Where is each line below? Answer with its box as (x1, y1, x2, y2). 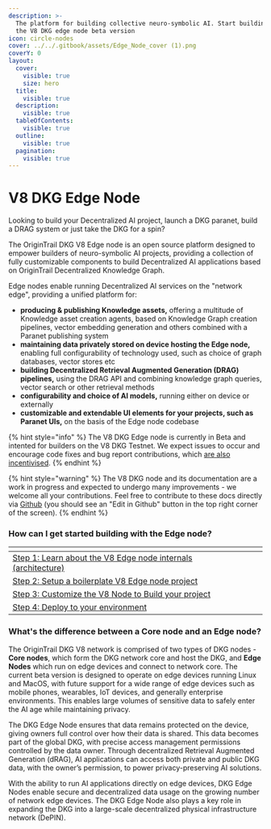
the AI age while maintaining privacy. (8, 704, 131, 714)
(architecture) (12, 562, 65, 573)
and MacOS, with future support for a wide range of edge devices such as (8, 678, 256, 688)
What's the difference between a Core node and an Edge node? (8, 626, 262, 637)
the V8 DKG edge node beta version (15, 27, 135, 35)
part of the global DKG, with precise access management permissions (8, 737, 241, 747)
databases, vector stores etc (19, 356, 115, 367)
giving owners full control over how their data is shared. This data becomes (8, 728, 260, 738)
